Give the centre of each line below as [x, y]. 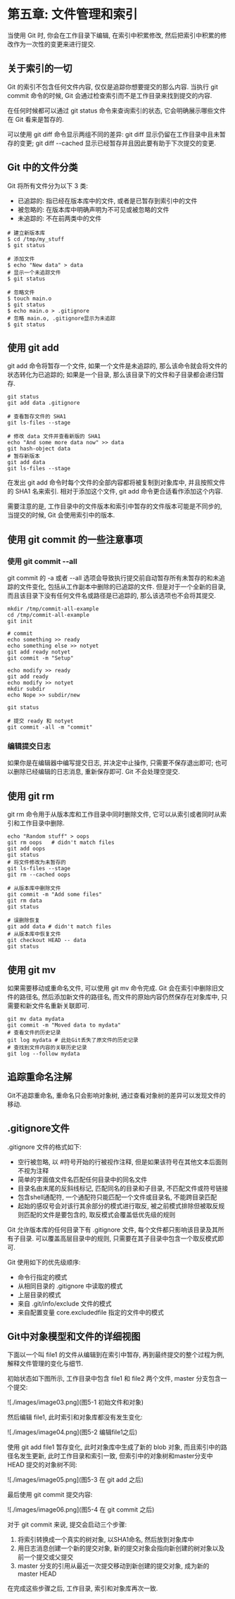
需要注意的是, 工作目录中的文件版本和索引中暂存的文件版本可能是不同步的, [115, 506]
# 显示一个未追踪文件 [34, 272]
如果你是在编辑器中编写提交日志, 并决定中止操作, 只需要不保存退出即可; [110, 763]
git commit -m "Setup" [40, 658]
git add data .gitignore [44, 403]
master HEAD [37, 1574]
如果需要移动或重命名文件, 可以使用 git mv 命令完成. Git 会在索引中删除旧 [113, 988]
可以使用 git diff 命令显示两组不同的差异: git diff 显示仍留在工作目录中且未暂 [117, 134]
